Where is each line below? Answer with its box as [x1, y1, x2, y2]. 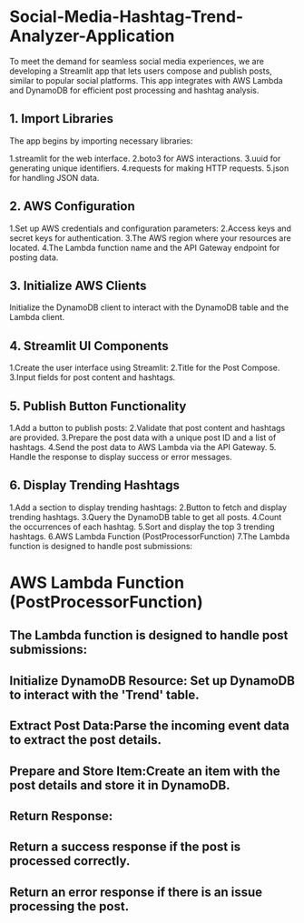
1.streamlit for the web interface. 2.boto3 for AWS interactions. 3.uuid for [9, 153, 281, 164]
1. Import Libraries [9, 111, 114, 126]
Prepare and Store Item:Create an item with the [9, 763, 280, 778]
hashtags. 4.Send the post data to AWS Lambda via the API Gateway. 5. [9, 442, 277, 452]
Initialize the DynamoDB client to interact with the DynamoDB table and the [9, 302, 289, 313]
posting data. [9, 252, 59, 263]
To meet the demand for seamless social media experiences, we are [9, 55, 265, 66]
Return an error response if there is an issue [9, 884, 263, 899]
